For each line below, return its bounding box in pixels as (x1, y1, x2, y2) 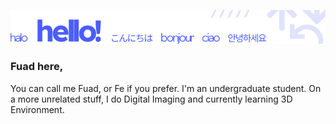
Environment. (10, 103, 65, 115)
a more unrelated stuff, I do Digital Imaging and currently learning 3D (10, 93, 293, 105)
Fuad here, (10, 60, 64, 74)
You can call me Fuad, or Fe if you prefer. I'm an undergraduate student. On (10, 82, 322, 94)
